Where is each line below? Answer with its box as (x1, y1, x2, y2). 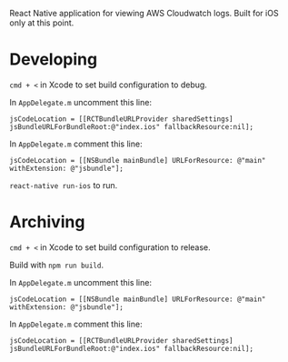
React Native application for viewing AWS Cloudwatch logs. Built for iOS (9, 8, 279, 18)
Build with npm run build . (9, 259, 104, 270)
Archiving (9, 212, 85, 233)
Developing (9, 49, 98, 70)
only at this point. (9, 17, 74, 28)
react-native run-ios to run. (9, 179, 118, 190)
